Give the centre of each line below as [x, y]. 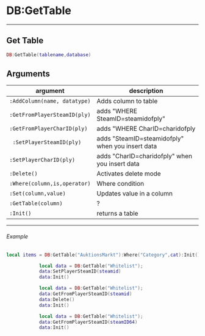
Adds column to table [127, 101]
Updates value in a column [135, 194]
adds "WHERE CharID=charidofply [146, 129]
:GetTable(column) [36, 203]
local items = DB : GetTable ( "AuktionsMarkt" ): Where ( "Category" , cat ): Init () [103, 255]
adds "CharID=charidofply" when [144, 156]
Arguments [28, 74]
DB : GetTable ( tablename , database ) [49, 55]
